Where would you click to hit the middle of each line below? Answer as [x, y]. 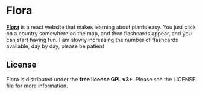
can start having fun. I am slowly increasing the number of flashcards [92, 40]
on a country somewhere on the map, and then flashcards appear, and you [99, 33]
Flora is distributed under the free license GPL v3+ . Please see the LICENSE [101, 79]
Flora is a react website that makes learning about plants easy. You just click [101, 27]
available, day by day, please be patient [55, 46]
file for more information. [37, 86]
